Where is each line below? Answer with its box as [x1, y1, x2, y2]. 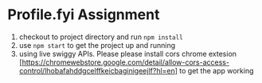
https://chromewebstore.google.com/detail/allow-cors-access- [22, 57, 230, 67]
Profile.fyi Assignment [7, 6, 160, 24]
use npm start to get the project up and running [18, 40, 176, 49]
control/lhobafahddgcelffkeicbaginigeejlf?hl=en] [18, 65, 178, 75]
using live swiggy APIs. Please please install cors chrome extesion [18, 49, 237, 58]
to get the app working [179, 65, 254, 75]
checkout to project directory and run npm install [18, 32, 184, 41]
